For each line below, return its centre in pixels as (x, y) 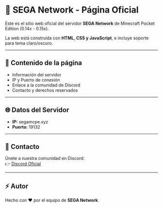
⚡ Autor (17, 186)
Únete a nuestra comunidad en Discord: (45, 158)
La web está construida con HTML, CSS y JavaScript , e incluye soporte (77, 38)
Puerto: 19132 (26, 127)
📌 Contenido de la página (44, 63)
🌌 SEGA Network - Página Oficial (72, 10)
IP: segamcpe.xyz (30, 121)
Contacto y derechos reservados (45, 90)
